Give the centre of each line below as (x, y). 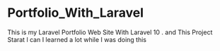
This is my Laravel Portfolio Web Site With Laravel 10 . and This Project (110, 32)
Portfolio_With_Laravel (75, 13)
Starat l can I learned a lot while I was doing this (77, 39)
